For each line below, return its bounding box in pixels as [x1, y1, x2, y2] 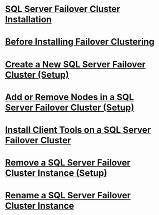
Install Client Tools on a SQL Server [5, 124, 151, 135]
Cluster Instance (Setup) [5, 167, 107, 179]
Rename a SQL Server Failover [5, 190, 131, 201]
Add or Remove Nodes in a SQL [5, 92, 134, 102]
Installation [5, 14, 52, 25]
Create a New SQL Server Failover [5, 59, 146, 70]
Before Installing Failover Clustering [5, 36, 155, 48]
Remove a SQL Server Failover [5, 157, 131, 168]
